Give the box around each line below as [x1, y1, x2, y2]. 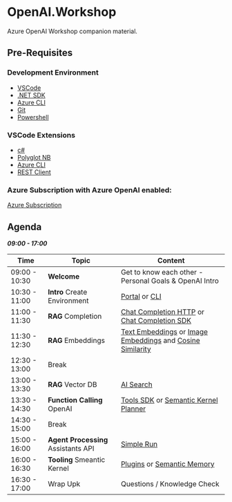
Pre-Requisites [7, 47, 73, 59]
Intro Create [48, 288, 88, 297]
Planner [120, 404, 146, 413]
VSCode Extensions [7, 130, 76, 140]
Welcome [48, 272, 80, 281]
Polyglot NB [17, 153, 51, 161]
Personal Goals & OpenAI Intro [120, 276, 220, 286]
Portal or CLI [120, 292, 162, 301]
